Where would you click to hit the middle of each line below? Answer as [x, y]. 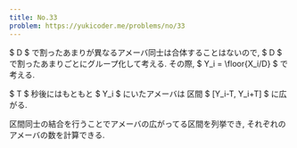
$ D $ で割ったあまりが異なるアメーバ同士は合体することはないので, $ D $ [146, 52]
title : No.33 [33, 17]
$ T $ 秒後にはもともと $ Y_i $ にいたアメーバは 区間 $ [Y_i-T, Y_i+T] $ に [144, 94]
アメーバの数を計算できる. [57, 135]
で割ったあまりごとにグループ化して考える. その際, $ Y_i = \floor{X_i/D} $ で [148, 63]
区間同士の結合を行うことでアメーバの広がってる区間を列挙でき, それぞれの [148, 123]
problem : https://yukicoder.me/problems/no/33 [97, 26]
